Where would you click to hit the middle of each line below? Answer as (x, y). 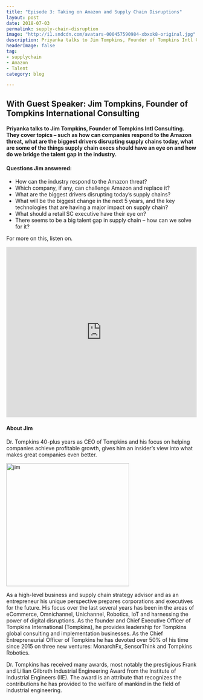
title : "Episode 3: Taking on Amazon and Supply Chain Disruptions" (94, 12)
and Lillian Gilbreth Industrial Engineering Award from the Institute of (91, 671)
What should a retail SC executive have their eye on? (80, 214)
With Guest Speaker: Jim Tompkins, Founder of (97, 104)
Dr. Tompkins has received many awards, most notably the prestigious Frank (101, 664)
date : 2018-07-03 (28, 23)
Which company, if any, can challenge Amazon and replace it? (92, 188)
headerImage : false (31, 46)
